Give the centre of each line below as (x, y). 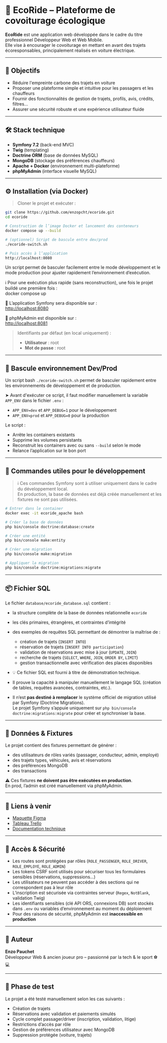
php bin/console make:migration (39, 554)
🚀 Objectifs (23, 71)
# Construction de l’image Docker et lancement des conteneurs (72, 226)
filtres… (20, 104)
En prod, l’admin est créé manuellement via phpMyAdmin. (64, 786)
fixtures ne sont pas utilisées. (47, 499)
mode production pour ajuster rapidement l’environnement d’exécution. (78, 273)
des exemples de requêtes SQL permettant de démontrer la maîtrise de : (86, 632)
